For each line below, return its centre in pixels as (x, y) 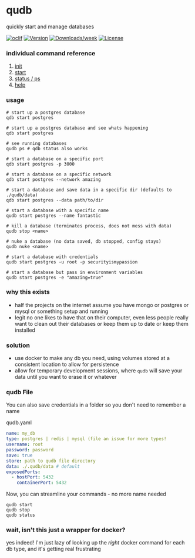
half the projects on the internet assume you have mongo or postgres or (102, 305)
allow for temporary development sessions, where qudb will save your (98, 371)
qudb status (21, 515)
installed (25, 330)
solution (18, 345)
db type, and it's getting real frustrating (53, 549)
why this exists (28, 292)
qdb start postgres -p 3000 (41, 164)
